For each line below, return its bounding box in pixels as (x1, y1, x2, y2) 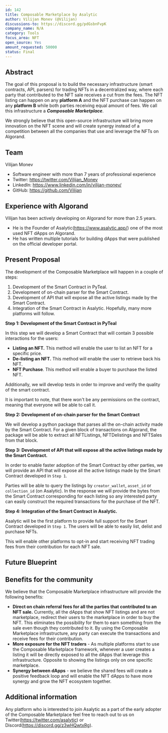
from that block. (5, 437, 39, 443)
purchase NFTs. (5, 528, 38, 535)
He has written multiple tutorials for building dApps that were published (12, 235, 160, 241)
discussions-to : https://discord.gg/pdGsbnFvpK (5, 21, 107, 27)
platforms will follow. (12, 310, 55, 316)
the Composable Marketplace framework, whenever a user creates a (12, 646, 155, 652)
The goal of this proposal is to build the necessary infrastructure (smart (5, 81, 153, 87)
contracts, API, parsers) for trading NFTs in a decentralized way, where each (5, 86, 163, 93)
